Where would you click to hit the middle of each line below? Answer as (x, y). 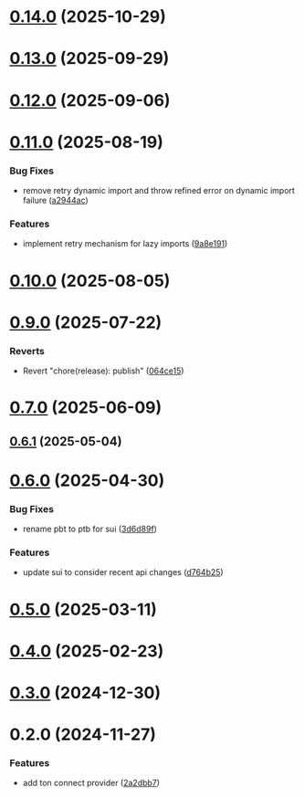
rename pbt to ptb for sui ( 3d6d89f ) (90, 529)
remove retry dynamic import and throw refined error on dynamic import (158, 191)
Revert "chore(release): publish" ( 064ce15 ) (103, 371)
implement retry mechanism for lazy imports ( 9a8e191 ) (125, 244)
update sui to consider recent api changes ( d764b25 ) (123, 572)
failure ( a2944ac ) (55, 200)
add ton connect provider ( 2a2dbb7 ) (91, 783)
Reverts (27, 351)
